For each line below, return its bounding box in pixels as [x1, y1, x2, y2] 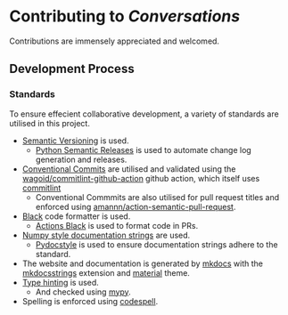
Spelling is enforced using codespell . [21, 295, 159, 306]
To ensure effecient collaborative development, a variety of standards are [9, 109, 279, 119]
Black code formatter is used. [21, 211, 131, 222]
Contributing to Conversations [9, 6, 241, 27]
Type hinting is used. [21, 277, 100, 287]
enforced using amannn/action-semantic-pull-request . [35, 201, 236, 212]
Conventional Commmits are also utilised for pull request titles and [35, 191, 279, 202]
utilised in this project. [9, 117, 91, 128]
